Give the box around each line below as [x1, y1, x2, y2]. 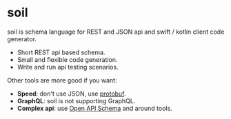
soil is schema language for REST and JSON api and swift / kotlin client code [7, 28, 225, 36]
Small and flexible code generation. [17, 55, 118, 63]
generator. [7, 34, 37, 43]
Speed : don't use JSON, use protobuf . [17, 89, 126, 98]
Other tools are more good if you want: [7, 76, 117, 84]
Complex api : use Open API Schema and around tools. [17, 104, 172, 112]
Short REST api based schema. [17, 48, 106, 56]
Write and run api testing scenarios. [17, 63, 119, 71]
